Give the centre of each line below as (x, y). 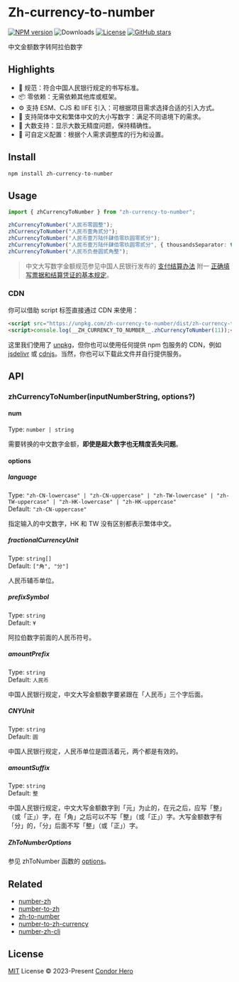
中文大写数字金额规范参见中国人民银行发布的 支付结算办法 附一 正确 (124, 266)
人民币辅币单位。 (33, 580)
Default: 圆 (23, 736)
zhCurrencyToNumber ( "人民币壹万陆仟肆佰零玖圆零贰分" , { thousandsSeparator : (118, 245)
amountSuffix (29, 768)
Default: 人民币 (28, 680)
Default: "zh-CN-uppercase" (48, 509)
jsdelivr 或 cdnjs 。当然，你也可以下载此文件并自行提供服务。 (96, 354)
